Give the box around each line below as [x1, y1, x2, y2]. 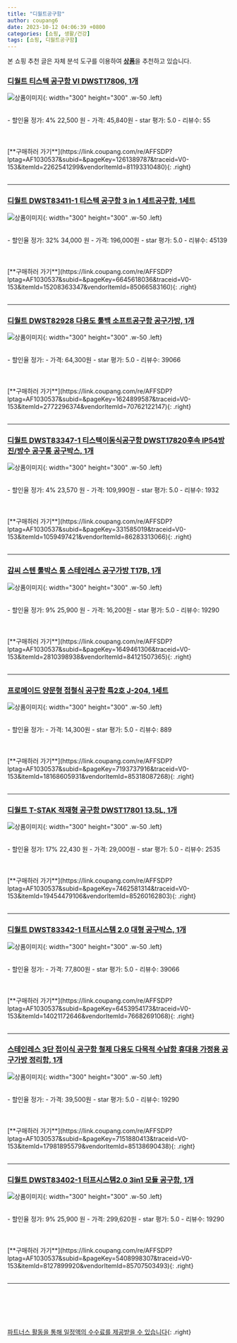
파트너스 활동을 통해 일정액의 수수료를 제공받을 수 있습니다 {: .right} [7, 1328, 192, 1337]
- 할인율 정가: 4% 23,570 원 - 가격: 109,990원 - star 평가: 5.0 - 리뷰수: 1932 [7, 486, 219, 494]
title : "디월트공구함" [7, 10, 66, 18]
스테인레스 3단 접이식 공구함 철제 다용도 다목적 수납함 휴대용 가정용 [7, 1044, 220, 1054]
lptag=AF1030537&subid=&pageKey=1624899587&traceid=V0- [7, 395, 191, 403]
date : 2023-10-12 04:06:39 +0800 [7, 23, 106, 30]
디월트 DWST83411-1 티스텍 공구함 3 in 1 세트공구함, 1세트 [7, 196, 196, 205]
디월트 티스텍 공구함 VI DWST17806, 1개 [7, 76, 139, 86]
